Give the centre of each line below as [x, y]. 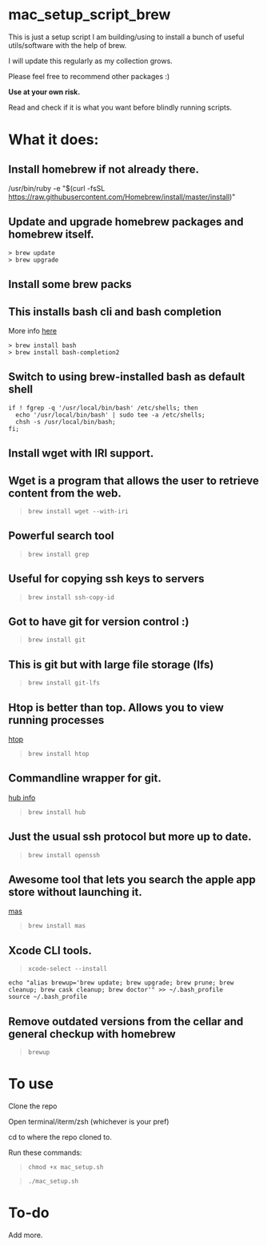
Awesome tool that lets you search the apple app [132, 880]
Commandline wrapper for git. [85, 779]
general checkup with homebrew [92, 1034]
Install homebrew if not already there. [104, 169]
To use [31, 1084]
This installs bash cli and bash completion [115, 311]
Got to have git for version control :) [99, 621]
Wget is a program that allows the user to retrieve [134, 480]
